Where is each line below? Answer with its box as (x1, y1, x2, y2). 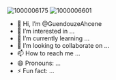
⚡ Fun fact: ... (16, 67, 55, 75)
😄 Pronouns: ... (16, 59, 61, 67)
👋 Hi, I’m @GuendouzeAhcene (16, 20, 102, 27)
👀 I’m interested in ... (16, 27, 75, 35)
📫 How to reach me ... (16, 49, 81, 57)
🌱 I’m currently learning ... (16, 34, 90, 42)
